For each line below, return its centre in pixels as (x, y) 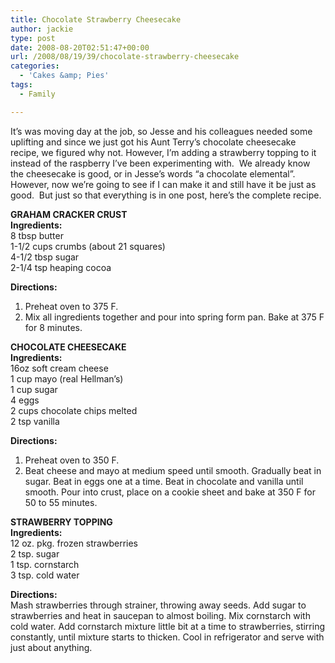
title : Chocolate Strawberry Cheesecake (96, 19)
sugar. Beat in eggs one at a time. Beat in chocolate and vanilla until (164, 481)
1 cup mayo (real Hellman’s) (67, 378)
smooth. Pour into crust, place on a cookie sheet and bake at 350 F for (170, 492)
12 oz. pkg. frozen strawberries (74, 543)
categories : (35, 66)
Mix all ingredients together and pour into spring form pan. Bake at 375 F (174, 317)
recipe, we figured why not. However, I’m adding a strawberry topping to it (163, 152)
